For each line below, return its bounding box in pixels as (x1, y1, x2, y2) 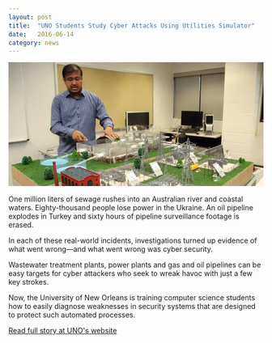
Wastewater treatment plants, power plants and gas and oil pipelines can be (8, 260, 261, 270)
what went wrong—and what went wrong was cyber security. (8, 244, 213, 254)
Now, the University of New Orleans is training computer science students (8, 293, 256, 303)
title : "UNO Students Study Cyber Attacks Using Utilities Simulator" (8, 21, 255, 30)
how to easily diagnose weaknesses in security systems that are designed (8, 302, 257, 311)
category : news (8, 39, 60, 47)
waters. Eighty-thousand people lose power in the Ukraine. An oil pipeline (8, 203, 253, 213)
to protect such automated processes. (8, 310, 136, 320)
